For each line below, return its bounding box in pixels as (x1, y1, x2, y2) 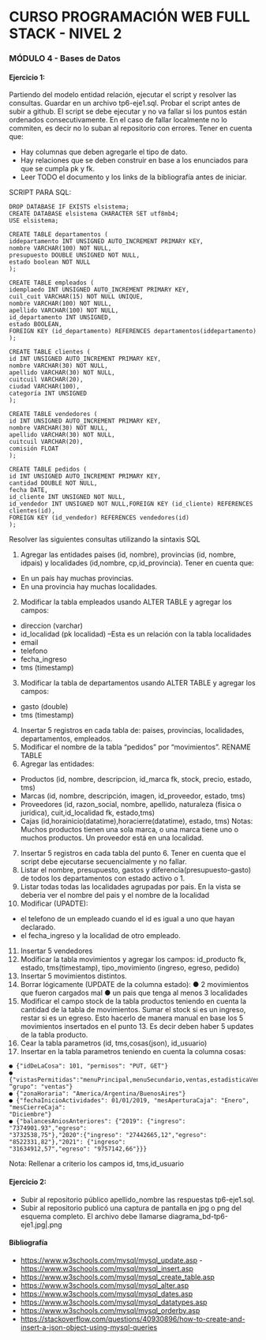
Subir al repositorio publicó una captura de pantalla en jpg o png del (20, 1203, 242, 1212)
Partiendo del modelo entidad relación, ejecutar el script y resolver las (9, 90, 237, 99)
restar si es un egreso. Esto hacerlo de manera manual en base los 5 (20, 1013, 244, 1023)
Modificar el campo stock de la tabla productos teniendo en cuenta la (20, 997, 247, 1006)
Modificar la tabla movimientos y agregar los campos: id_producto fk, (20, 955, 247, 964)
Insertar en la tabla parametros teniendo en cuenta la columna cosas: (20, 1047, 246, 1057)
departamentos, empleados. (20, 734, 113, 744)
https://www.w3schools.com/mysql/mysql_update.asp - (20, 1256, 203, 1265)
